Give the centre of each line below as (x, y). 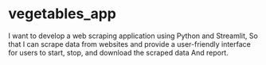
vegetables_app (63, 14)
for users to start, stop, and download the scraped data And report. (118, 52)
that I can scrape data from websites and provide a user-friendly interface (129, 44)
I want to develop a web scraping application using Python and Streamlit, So (133, 36)
